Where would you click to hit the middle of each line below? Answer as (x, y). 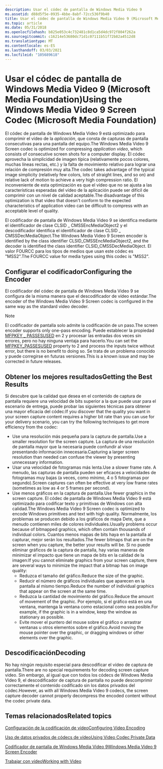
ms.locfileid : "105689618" (32, 55)
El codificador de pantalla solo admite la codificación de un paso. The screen (81, 325)
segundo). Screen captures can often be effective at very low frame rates (85, 483)
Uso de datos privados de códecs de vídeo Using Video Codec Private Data (80, 737)
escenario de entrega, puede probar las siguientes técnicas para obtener (78, 406)
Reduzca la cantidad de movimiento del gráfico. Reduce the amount (86, 596)
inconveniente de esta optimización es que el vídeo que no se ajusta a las (79, 185)
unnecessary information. (38, 462)
